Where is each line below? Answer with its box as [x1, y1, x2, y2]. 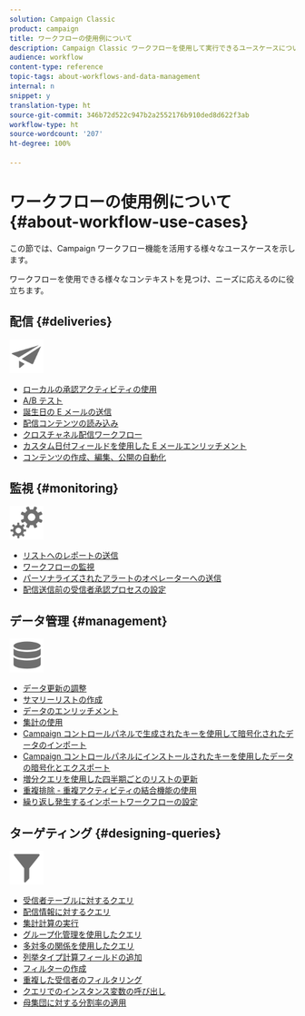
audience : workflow [9, 53, 84, 63]
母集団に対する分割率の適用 [22, 997, 127, 1008]
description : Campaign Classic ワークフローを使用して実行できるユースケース [9, 44, 280, 53]
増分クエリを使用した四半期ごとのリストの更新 [22, 774, 198, 784]
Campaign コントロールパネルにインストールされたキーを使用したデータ [22, 751, 294, 762]
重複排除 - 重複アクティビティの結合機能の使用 [22, 785, 197, 796]
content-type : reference [9, 63, 103, 72]
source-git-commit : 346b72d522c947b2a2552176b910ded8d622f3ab [9, 110, 250, 120]
